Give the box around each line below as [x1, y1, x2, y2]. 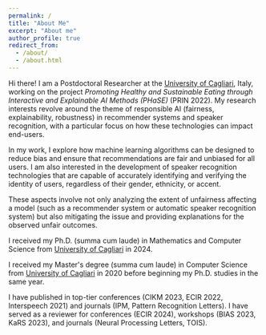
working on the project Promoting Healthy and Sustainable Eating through [8, 87, 254, 96]
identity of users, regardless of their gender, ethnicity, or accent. [8, 179, 222, 188]
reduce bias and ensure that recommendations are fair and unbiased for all [8, 153, 255, 163]
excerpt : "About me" [8, 26, 78, 34]
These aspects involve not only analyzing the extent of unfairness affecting [8, 194, 256, 204]
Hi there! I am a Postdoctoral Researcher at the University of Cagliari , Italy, [8, 78, 254, 88]
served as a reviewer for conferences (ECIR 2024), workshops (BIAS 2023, [8, 309, 256, 319]
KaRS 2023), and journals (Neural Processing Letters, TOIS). [8, 317, 208, 327]
